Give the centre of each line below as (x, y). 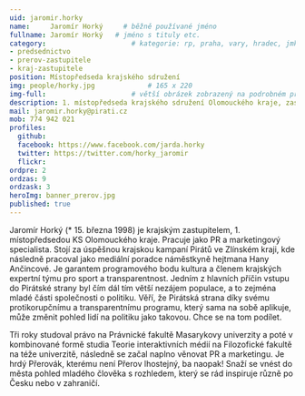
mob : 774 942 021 (42, 119)
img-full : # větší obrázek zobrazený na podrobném (148, 94)
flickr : (32, 162)
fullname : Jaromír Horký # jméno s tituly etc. (105, 35)
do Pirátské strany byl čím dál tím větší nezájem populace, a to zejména (143, 288)
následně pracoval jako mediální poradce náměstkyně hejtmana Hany (139, 259)
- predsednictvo (40, 52)
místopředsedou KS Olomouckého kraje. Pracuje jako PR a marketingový (145, 239)
